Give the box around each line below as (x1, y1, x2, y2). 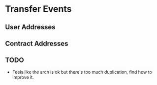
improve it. (12, 74, 34, 80)
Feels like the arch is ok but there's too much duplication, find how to (12, 69, 153, 75)
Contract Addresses (5, 39, 68, 47)
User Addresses (5, 23, 56, 31)
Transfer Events (5, 3, 72, 15)
